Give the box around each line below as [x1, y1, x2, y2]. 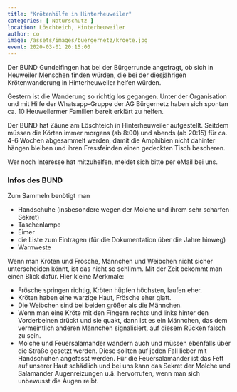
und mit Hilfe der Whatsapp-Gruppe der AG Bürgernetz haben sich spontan [7, 100, 229, 108]
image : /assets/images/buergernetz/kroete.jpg [7, 37, 148, 44]
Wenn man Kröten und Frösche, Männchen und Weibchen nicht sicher [7, 257, 214, 266]
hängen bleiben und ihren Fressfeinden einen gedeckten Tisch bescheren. [7, 144, 226, 152]
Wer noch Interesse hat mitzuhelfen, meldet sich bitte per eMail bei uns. [7, 158, 218, 166]
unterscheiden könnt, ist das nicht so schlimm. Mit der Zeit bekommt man [7, 264, 223, 273]
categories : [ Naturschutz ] [7, 17, 94, 24]
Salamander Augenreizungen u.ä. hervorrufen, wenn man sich [17, 369, 201, 378]
